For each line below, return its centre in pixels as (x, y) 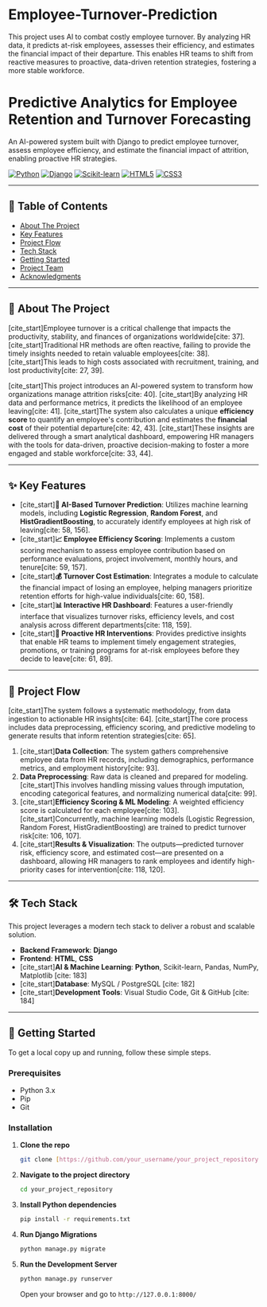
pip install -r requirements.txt (75, 1219)
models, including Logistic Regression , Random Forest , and (119, 513)
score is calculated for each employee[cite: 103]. (99, 811)
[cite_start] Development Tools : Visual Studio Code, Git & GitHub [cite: (134, 992)
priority (32, 869)
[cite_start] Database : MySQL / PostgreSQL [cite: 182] (107, 983)
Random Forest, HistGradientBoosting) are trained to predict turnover (133, 827)
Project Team (41, 267)
